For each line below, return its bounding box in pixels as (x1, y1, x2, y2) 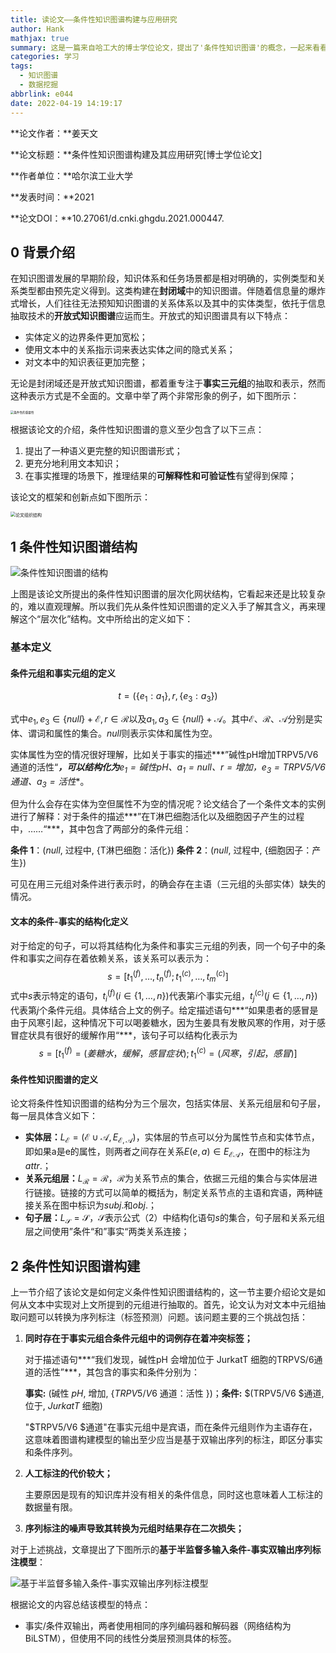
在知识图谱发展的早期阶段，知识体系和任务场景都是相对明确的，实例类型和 (10, 272, 317, 285)
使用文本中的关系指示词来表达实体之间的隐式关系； (24, 344, 236, 356)
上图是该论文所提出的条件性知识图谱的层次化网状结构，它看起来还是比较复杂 (10, 588, 326, 600)
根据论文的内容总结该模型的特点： (10, 1599, 151, 1611)
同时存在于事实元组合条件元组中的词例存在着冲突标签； (24, 1332, 253, 1345)
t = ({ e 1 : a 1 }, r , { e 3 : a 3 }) (118, 690, 218, 705)
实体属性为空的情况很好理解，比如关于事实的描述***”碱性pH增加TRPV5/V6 (10, 748, 319, 760)
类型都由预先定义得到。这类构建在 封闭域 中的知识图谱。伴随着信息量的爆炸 (18, 285, 326, 297)
